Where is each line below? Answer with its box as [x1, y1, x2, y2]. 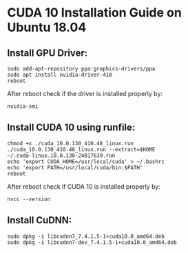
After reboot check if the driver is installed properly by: [7, 90, 163, 97]
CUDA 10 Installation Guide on [7, 5, 182, 21]
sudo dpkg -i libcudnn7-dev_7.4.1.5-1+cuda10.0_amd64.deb [7, 238, 177, 246]
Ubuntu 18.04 [7, 19, 87, 35]
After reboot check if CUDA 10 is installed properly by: [7, 182, 160, 191]
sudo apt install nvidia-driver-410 [7, 71, 112, 78]
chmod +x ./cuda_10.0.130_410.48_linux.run [7, 140, 134, 147]
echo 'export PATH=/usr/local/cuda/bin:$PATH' [7, 164, 143, 171]
